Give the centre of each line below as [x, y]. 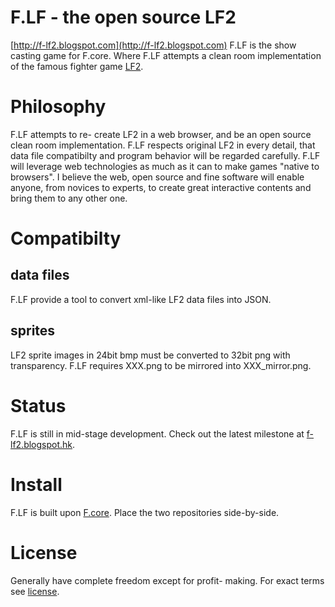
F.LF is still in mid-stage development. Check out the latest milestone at [157, 433]
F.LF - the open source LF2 [123, 17]
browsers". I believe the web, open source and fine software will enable [157, 177]
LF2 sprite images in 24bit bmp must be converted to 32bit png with [150, 355]
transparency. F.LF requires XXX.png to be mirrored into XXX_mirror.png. [161, 365]
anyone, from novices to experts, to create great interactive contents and [161, 187]
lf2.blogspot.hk [41, 444]
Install [36, 484]
